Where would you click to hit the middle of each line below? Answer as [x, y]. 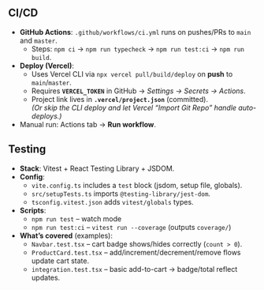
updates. [46, 277]
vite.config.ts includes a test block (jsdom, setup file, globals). [137, 185]
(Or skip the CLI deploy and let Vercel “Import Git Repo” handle [134, 107]
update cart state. [60, 261]
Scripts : [33, 210]
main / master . [52, 82]
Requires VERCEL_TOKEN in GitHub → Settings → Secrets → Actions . [138, 91]
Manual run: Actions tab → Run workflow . [87, 124]
